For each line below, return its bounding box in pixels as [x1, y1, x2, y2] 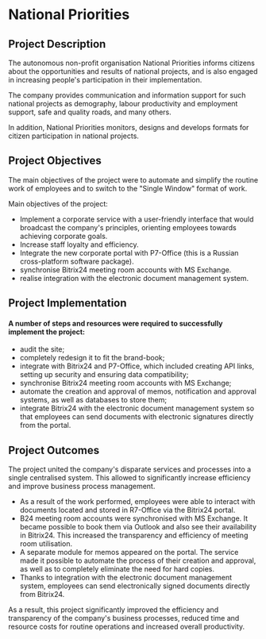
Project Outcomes [8, 443, 100, 457]
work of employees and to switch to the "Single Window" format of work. [8, 183, 248, 193]
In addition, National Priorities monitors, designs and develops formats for [8, 123, 249, 132]
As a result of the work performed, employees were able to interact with [19, 497, 256, 506]
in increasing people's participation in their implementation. [8, 75, 202, 84]
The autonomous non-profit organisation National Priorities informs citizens [8, 58, 256, 67]
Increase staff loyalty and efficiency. [19, 240, 139, 249]
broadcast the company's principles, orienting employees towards [19, 222, 237, 232]
